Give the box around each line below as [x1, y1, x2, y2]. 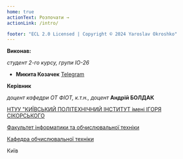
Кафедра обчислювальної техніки [7, 136, 94, 143]
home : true [7, 8, 34, 15]
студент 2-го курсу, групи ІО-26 [7, 59, 89, 66]
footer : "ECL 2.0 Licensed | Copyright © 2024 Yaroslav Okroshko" [7, 31, 178, 37]
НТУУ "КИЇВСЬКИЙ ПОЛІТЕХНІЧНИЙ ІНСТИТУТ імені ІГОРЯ [7, 106, 162, 113]
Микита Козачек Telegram [15, 70, 85, 78]
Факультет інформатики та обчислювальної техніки [7, 124, 140, 131]
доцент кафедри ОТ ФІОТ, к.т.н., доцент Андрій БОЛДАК [7, 94, 155, 101]
